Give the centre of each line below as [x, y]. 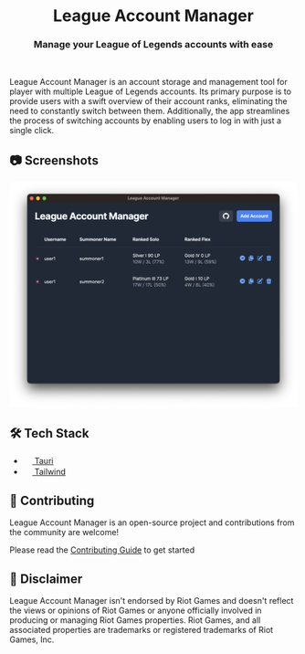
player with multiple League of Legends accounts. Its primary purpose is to [151, 91]
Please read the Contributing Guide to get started [102, 550]
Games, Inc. [32, 639]
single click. [32, 131]
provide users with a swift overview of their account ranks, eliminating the [148, 101]
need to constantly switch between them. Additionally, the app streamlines [150, 111]
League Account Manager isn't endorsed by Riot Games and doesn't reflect [152, 600]
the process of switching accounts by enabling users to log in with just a [145, 121]
